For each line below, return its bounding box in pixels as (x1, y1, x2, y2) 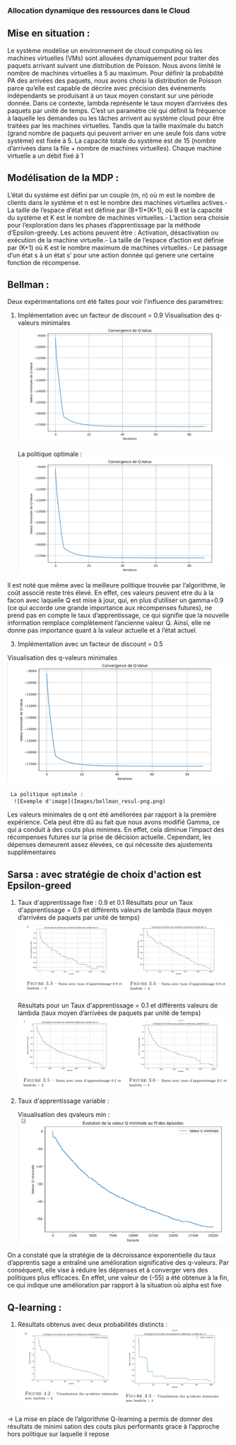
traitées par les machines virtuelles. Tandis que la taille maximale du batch (7, 121, 224, 129)
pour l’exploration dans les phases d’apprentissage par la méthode (7, 221, 201, 229)
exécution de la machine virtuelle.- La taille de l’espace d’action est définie (7, 235, 224, 244)
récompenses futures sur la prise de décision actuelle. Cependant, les (7, 833, 212, 841)
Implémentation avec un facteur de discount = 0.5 (17, 639, 163, 648)
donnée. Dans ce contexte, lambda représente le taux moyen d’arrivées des (7, 98, 228, 107)
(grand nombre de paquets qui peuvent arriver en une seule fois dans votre (7, 129, 226, 137)
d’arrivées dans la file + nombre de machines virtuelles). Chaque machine (7, 144, 222, 152)
